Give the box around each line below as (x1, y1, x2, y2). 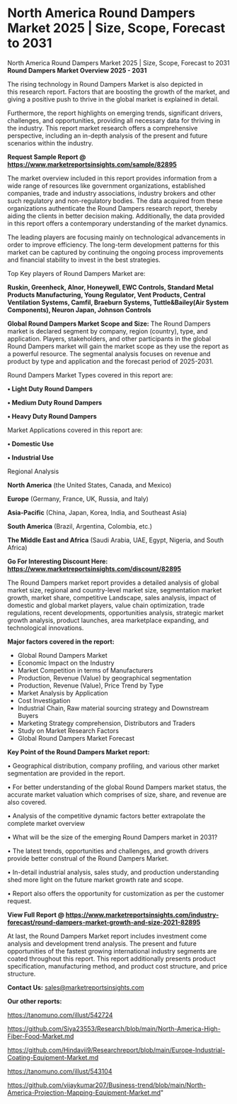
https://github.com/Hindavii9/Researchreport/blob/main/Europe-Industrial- (7, 1045, 226, 1054)
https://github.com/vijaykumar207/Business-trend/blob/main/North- (7, 1081, 207, 1089)
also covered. (7, 797, 47, 806)
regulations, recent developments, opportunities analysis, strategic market (7, 608, 224, 617)
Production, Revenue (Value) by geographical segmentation (17, 673, 192, 682)
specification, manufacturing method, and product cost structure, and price (7, 961, 228, 970)
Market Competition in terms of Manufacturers (17, 666, 154, 675)
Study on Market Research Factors (17, 726, 119, 735)
